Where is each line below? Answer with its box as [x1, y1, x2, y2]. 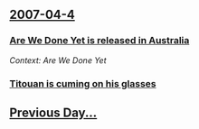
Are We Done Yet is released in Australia [9, 34, 190, 47]
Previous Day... [9, 106, 98, 120]
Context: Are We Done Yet [9, 54, 107, 66]
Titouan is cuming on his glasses [9, 77, 156, 89]
